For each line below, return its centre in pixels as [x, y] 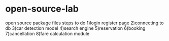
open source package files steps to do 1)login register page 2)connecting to [84, 23]
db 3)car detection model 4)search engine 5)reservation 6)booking [75, 28]
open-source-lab [42, 9]
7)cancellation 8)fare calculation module [47, 33]
